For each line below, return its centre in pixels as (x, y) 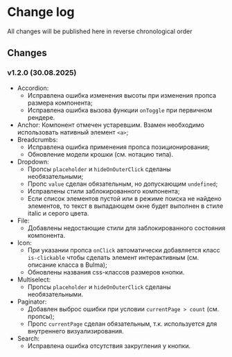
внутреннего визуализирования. (76, 331)
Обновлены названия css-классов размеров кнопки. (106, 272)
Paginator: (32, 302)
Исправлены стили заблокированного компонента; (104, 191)
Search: (28, 338)
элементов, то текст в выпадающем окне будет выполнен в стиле (125, 206)
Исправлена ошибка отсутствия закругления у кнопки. (109, 346)
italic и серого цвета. (58, 213)
